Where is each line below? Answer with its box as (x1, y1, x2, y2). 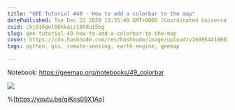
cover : (7, 36, 27, 43)
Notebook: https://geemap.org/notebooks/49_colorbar (7, 68, 164, 76)
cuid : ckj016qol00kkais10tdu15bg (7, 23, 105, 30)
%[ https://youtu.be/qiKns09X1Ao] (7, 95, 105, 103)
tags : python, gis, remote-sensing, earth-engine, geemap (7, 43, 180, 50)
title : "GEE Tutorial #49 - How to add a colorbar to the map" (7, 10, 196, 18)
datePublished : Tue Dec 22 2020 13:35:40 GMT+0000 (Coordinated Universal (7, 17, 230, 24)
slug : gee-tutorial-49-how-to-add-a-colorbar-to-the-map (7, 29, 177, 37)
